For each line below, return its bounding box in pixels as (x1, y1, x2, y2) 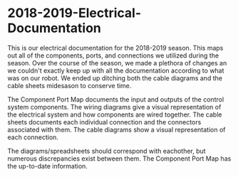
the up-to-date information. (7, 161, 88, 170)
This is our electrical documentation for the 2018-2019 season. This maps (7, 43, 224, 52)
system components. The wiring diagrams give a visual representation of (7, 102, 222, 111)
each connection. (7, 133, 59, 141)
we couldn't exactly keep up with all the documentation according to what (7, 66, 224, 75)
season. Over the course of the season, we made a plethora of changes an (7, 58, 227, 67)
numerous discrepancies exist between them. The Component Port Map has (7, 154, 232, 163)
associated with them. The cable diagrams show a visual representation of (7, 125, 226, 134)
